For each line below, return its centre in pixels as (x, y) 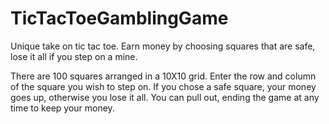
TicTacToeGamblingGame (119, 18)
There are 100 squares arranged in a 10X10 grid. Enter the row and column (163, 76)
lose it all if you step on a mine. (74, 56)
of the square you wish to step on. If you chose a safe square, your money (163, 86)
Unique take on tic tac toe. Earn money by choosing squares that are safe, (163, 46)
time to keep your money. (62, 108)
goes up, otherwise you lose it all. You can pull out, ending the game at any (165, 97)
